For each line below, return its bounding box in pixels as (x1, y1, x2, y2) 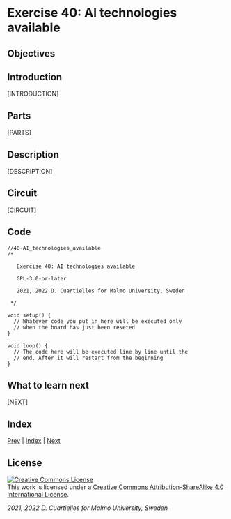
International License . (7, 490, 70, 499)
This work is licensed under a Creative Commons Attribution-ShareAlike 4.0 (7, 483, 224, 491)
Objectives (7, 47, 56, 59)
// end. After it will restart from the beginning (13, 354, 164, 361)
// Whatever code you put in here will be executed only (13, 317, 182, 325)
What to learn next (7, 379, 89, 391)
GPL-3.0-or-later (16, 275, 67, 282)
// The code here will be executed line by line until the (13, 348, 189, 355)
